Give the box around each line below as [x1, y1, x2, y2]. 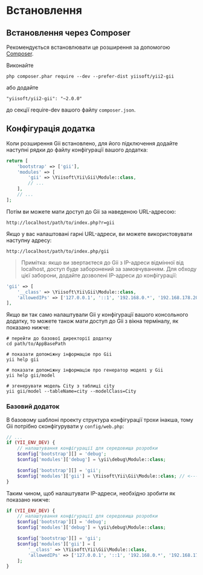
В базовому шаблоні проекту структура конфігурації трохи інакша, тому [6, 416, 193, 423]
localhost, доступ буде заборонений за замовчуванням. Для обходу [21, 265, 197, 272]
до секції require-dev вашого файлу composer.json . [6, 106, 136, 113]
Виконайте [6, 62, 34, 69]
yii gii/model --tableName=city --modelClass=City [6, 389, 137, 395]
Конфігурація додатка [6, 124, 95, 134]
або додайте [6, 84, 39, 91]
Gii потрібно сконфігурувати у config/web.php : [6, 422, 124, 430]
